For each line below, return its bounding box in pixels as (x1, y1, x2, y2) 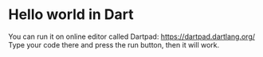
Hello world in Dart (8, 6, 134, 24)
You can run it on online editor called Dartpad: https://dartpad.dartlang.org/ (8, 32, 256, 41)
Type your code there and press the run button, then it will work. (8, 40, 220, 49)
